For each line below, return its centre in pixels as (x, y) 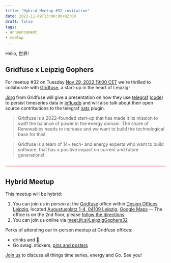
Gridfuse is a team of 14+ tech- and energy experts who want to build (91, 144)
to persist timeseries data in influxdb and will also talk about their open (79, 102)
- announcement (21, 32)
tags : (11, 27)
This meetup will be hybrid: (34, 194)
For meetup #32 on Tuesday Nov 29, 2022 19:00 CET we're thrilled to (78, 82)
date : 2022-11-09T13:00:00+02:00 (41, 16)
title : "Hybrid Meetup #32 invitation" (48, 11)
